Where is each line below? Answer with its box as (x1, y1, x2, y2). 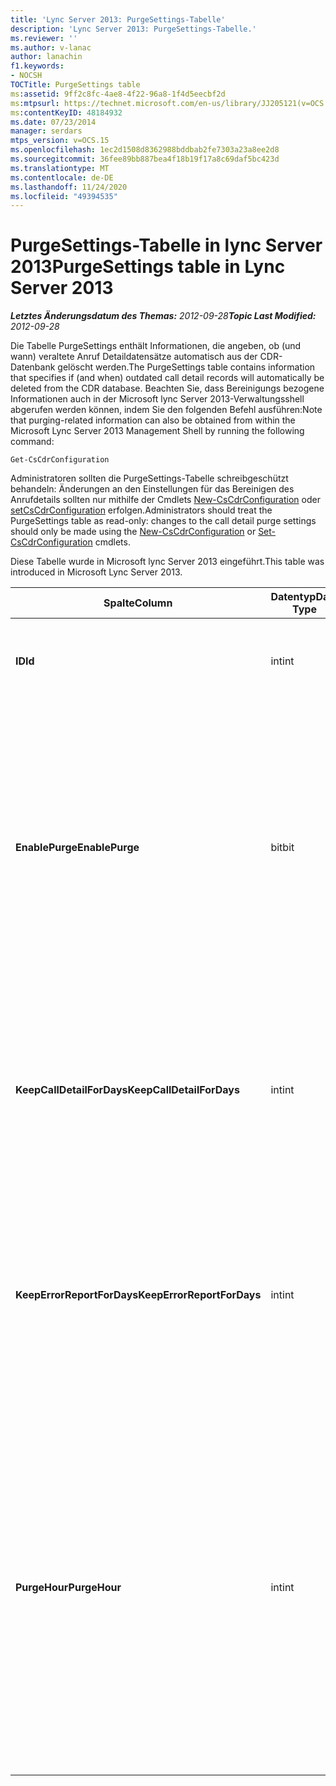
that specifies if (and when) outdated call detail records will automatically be (10, 372, 325, 384)
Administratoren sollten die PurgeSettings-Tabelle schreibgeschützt (10, 472, 289, 485)
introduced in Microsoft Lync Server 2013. (10, 566, 183, 578)
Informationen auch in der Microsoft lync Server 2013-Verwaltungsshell (10, 393, 305, 405)
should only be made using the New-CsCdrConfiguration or (10, 526, 257, 538)
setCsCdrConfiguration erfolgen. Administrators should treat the (10, 504, 273, 516)
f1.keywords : (10, 61, 65, 71)
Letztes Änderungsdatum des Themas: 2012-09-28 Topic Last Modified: (10, 310, 317, 322)
